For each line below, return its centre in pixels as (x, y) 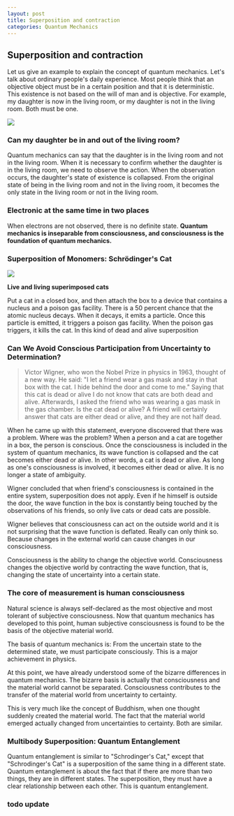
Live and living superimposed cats (58, 287)
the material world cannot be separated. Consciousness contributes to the (114, 687)
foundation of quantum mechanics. (60, 240)
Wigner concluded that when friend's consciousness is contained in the (111, 488)
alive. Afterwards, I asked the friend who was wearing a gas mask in (122, 402)
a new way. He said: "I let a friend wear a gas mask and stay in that (121, 380)
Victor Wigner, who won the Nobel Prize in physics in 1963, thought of (125, 372)
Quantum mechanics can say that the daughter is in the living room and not (115, 155)
